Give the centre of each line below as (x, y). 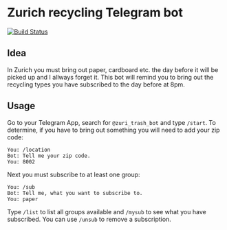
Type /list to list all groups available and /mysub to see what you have (107, 211)
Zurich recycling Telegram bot (95, 13)
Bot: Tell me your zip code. (49, 156)
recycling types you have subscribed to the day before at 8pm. (96, 84)
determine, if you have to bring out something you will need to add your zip (113, 130)
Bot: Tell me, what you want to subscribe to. (75, 193)
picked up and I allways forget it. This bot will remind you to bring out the (110, 77)
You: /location (29, 150)
